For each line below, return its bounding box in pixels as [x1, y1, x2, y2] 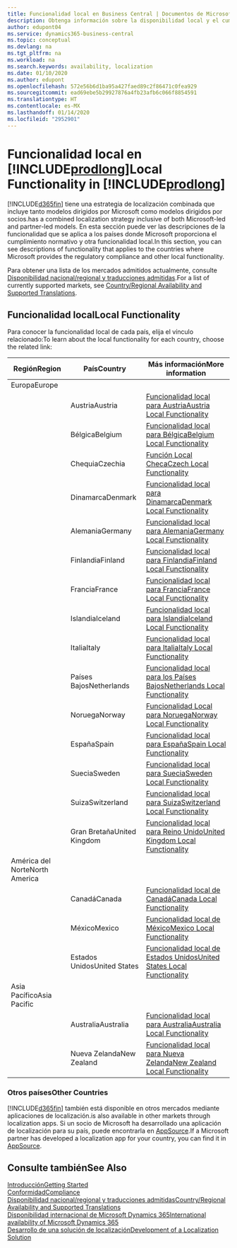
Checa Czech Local [145, 459, 209, 469]
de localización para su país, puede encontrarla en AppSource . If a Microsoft [7, 1126, 229, 1135]
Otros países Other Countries [7, 1087, 109, 1097]
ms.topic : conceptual [7, 37, 71, 44]
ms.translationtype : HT [7, 96, 78, 103]
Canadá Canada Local [145, 894, 217, 904]
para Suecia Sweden [145, 768, 213, 778]
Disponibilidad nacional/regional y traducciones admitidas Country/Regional [7, 1196, 226, 1204]
